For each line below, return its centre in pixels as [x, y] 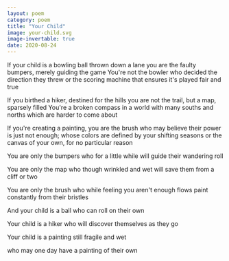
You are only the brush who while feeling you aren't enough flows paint [108, 190]
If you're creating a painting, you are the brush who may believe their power [114, 128]
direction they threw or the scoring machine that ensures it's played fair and [114, 79]
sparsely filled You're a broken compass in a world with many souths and [110, 107]
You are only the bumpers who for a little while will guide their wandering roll [115, 156]
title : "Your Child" [37, 26]
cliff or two [22, 177]
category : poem [29, 20]
